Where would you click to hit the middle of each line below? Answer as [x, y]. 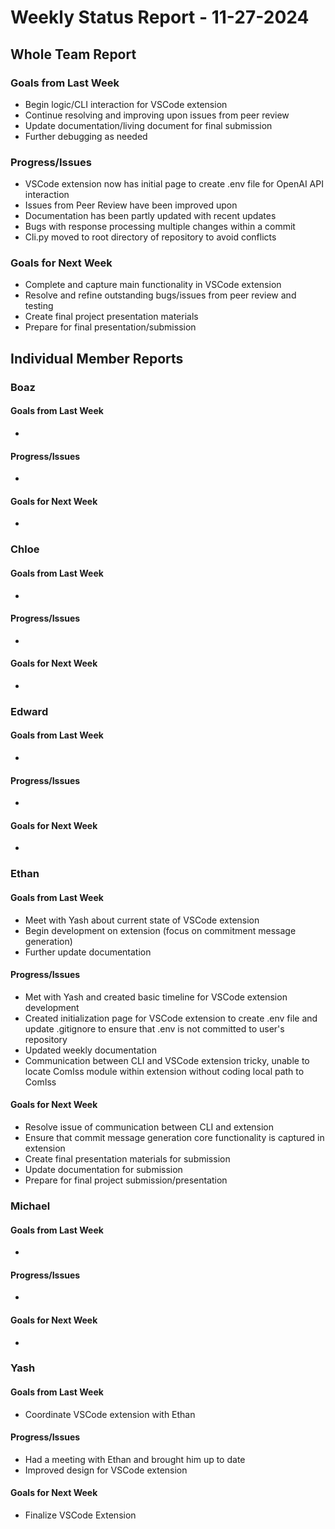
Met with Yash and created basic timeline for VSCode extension [156, 997]
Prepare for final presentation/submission [110, 327]
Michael [30, 1206]
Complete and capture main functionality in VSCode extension [153, 285]
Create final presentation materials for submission [127, 1158]
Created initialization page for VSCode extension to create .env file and [171, 1018]
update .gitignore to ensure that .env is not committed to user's [154, 1028]
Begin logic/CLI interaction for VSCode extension [126, 104]
